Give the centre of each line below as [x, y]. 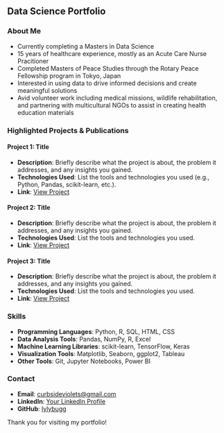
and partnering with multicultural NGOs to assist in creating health [112, 105]
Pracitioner [33, 61]
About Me [24, 31]
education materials [45, 112]
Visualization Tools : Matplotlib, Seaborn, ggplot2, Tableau [101, 353]
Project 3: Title [29, 261]
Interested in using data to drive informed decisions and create [107, 83]
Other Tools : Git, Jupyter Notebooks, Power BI [84, 361]
